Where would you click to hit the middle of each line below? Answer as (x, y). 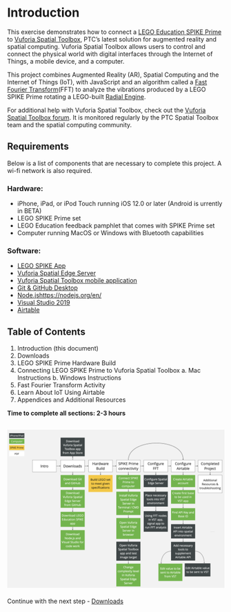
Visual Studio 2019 (43, 303)
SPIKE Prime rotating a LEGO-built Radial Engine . (77, 96)
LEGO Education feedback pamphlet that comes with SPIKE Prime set (116, 225)
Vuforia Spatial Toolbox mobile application (77, 281)
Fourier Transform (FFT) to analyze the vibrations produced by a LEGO (107, 89)
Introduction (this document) (58, 349)
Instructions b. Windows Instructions (69, 378)
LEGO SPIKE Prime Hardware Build (66, 363)
